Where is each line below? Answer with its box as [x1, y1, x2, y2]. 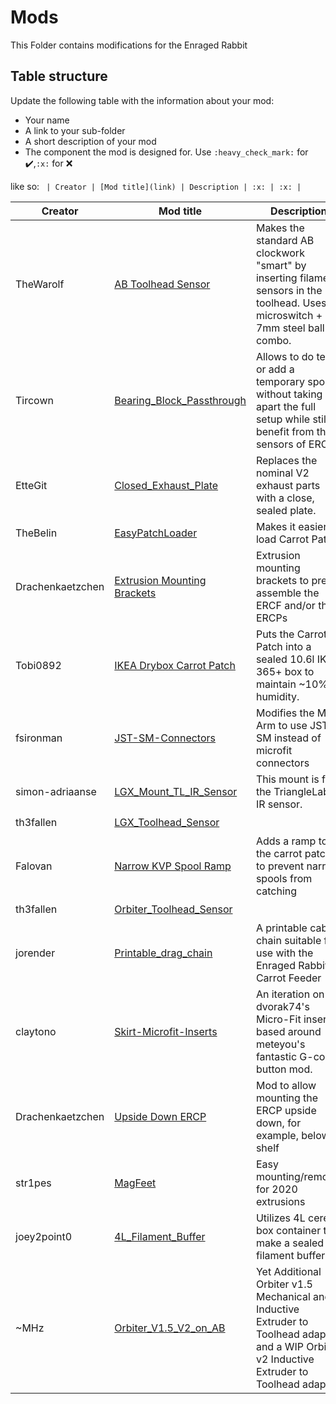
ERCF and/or [255, 598, 316, 612]
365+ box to [255, 664, 315, 678]
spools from [255, 871, 313, 885]
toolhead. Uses [255, 296, 327, 310]
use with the [255, 946, 314, 960]
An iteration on [255, 987, 325, 1001]
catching [255, 884, 298, 898]
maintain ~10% [255, 677, 329, 691]
